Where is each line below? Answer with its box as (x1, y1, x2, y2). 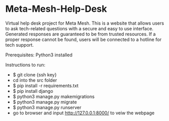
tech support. (5, 42, 34, 48)
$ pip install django (12, 88, 53, 94)
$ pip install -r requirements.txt (12, 83, 79, 89)
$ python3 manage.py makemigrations (12, 93, 95, 99)
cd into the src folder (12, 77, 58, 83)
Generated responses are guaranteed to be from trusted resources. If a (5, 31, 156, 37)
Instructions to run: (5, 62, 46, 68)
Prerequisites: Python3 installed (5, 52, 73, 58)
